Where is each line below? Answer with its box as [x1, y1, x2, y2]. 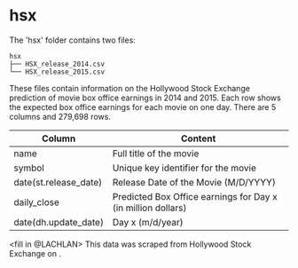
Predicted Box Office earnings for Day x [112, 190, 278, 202]
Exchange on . [9, 248, 62, 258]
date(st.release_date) [13, 176, 103, 188]
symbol [13, 162, 44, 174]
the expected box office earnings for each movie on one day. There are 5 [9, 101, 277, 112]
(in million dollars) [112, 201, 187, 214]
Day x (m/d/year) [112, 216, 184, 228]
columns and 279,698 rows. [9, 111, 111, 122]
